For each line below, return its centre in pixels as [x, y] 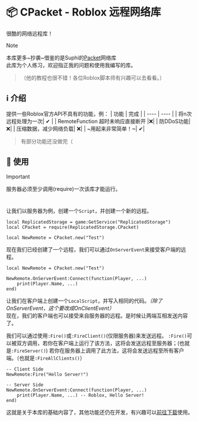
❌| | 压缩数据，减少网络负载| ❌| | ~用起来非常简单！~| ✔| [76, 128]
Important [18, 177]
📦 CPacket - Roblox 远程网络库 [84, 12]
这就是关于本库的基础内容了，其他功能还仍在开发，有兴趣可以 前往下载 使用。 [100, 412]
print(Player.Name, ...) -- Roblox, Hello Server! [81, 395]
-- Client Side [25, 369]
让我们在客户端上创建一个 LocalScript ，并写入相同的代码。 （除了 [84, 300]
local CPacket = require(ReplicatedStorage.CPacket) [73, 227]
